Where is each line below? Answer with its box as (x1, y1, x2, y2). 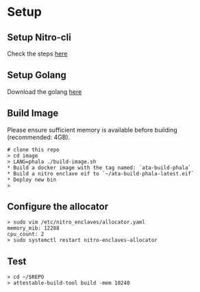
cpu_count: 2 (7, 231, 45, 238)
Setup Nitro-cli (7, 32, 72, 43)
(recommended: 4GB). (7, 133, 71, 141)
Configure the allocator (7, 201, 108, 212)
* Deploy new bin (7, 176, 57, 183)
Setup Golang (7, 69, 67, 81)
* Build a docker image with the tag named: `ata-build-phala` (7, 164, 192, 171)
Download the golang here (7, 87, 82, 96)
